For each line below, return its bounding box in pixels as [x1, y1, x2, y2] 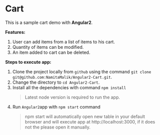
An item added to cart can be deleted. [12, 49, 91, 55]
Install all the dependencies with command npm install [12, 84, 126, 90]
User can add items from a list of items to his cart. [12, 38, 115, 45]
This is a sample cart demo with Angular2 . [5, 19, 93, 25]
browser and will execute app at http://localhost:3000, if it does [24, 119, 156, 125]
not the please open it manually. [24, 124, 91, 130]
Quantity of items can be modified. [12, 44, 84, 50]
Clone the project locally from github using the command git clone [12, 68, 152, 75]
